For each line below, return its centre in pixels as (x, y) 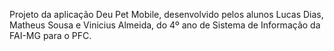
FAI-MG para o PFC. (50, 35)
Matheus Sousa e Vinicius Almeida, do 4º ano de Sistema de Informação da (165, 25)
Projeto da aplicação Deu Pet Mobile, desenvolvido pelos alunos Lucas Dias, (166, 14)
